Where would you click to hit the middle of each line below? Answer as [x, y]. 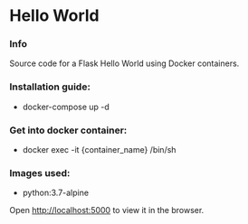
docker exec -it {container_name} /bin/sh [99, 150]
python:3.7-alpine [55, 193]
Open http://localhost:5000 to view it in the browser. [107, 210]
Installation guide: [50, 87]
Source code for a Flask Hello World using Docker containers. [124, 63]
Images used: [40, 173]
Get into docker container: [68, 130]
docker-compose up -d [66, 107]
